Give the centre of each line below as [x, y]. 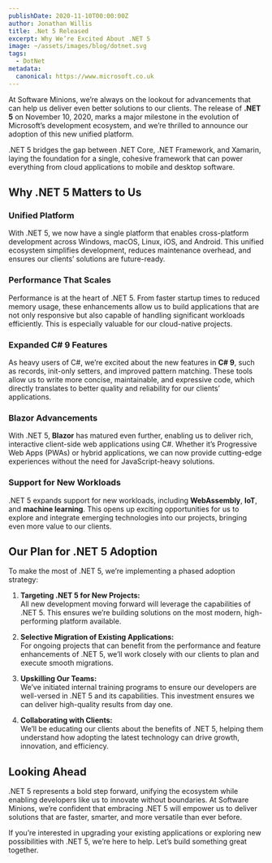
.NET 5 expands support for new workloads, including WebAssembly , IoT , [133, 500]
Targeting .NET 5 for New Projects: [80, 595]
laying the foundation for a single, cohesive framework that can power [126, 158]
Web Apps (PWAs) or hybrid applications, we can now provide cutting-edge [135, 453]
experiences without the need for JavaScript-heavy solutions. [112, 462]
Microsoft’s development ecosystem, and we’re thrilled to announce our [128, 125]
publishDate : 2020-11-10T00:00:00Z [69, 16]
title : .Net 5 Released [49, 31]
